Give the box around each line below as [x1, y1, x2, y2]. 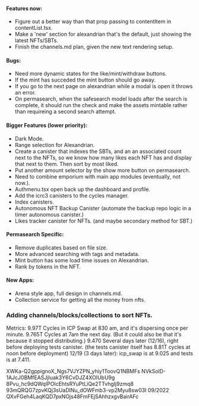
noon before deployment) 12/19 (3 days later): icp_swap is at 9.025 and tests [6, 350, 193, 357]
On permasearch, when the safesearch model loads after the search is [14, 95, 188, 102]
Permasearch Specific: [6, 231, 64, 238]
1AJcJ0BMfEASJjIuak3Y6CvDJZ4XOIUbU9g [6, 374, 115, 381]
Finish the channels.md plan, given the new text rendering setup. [14, 43, 174, 51]
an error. [14, 89, 36, 96]
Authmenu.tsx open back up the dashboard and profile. [14, 185, 150, 193]
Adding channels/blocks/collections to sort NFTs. [6, 311, 153, 319]
